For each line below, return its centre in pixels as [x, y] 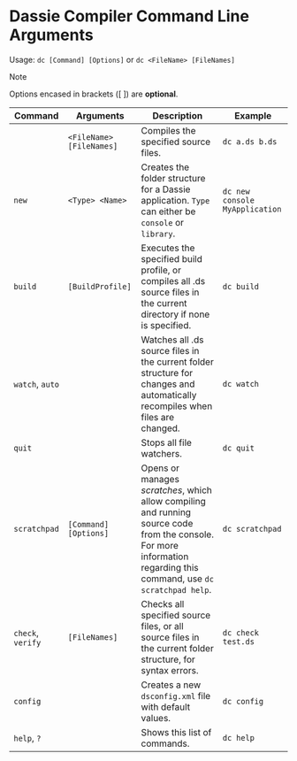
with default [166, 707]
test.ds [238, 642]
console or [162, 222]
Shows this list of [176, 732]
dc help [238, 738]
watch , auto [37, 384]
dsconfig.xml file [176, 696]
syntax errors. [170, 670]
